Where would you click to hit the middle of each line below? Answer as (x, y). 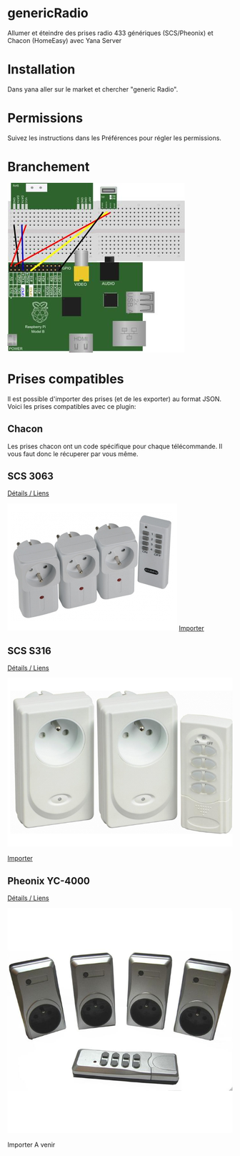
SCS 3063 (30, 476)
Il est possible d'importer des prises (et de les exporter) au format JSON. (115, 399)
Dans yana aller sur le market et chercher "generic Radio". (93, 89)
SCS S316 (30, 651)
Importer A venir (31, 1145)
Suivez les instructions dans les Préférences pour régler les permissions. (114, 138)
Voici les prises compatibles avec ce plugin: (72, 406)
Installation (41, 70)
